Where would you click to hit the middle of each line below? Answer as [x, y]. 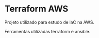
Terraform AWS [36, 9]
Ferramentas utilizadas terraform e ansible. [48, 31]
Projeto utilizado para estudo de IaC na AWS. [49, 22]
